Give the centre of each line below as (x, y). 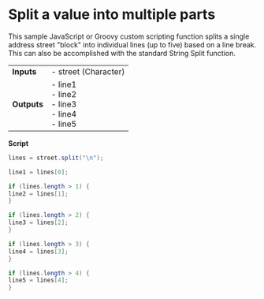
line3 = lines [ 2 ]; (38, 222)
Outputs (28, 104)
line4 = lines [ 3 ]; (38, 251)
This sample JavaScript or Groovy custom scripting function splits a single (129, 36)
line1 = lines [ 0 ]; (38, 172)
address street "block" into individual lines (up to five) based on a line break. (132, 44)
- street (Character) (88, 71)
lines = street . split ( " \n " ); (56, 158)
